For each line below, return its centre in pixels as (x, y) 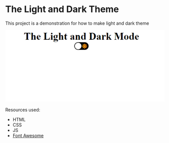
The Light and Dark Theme (62, 9)
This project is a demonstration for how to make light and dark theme (77, 23)
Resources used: (23, 110)
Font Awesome (28, 135)
